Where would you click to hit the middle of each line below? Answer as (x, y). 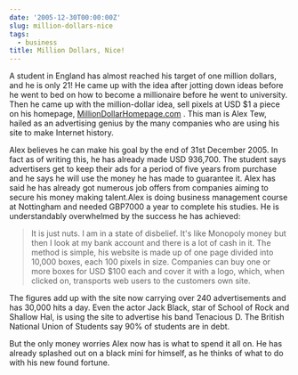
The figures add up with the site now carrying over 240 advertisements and (148, 298)
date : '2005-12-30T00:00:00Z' (65, 17)
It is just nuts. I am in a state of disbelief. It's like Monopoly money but (158, 233)
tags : (19, 34)
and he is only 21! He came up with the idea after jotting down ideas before (146, 86)
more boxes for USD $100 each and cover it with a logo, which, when (157, 272)
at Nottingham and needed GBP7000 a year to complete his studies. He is (145, 207)
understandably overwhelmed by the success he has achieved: (125, 216)
